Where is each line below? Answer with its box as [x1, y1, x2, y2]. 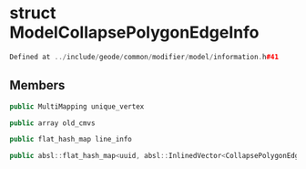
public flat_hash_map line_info [9, 135, 132, 144]
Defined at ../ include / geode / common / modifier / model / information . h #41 [9, 52, 280, 61]
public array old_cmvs [9, 118, 96, 128]
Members [9, 78, 66, 93]
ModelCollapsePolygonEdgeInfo [9, 22, 260, 43]
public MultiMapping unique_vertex [9, 101, 145, 111]
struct [9, 3, 56, 24]
